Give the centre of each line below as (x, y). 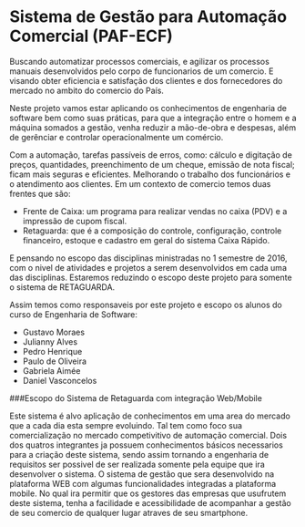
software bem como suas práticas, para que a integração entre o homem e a (153, 118)
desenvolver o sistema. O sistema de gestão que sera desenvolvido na (142, 474)
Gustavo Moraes (53, 332)
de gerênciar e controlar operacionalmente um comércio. (117, 137)
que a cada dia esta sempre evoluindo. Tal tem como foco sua (126, 425)
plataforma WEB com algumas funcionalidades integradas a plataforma (143, 483)
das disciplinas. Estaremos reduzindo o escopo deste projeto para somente (151, 277)
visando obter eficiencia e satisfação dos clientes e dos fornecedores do (146, 80)
